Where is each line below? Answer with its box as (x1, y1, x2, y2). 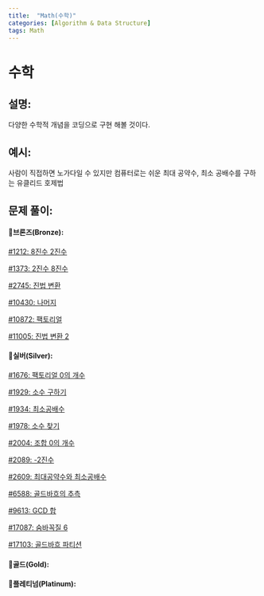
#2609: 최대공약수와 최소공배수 (8, 472, 107, 481)
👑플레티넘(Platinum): (8, 579, 77, 589)
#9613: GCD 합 (8, 505, 57, 515)
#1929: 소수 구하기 (8, 387, 67, 397)
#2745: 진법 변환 (8, 280, 61, 290)
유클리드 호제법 (16, 178, 64, 188)
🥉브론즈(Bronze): (8, 228, 64, 237)
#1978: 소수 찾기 (8, 421, 60, 430)
